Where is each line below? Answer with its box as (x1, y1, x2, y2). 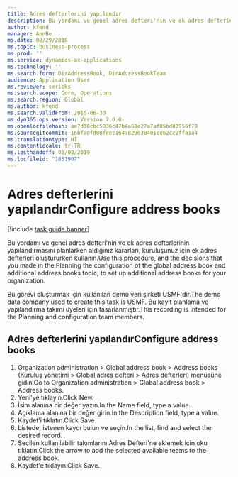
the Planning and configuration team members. (7, 312, 145, 321)
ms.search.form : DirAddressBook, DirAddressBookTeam (7, 70, 166, 77)
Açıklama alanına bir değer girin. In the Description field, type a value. (17, 408, 220, 417)
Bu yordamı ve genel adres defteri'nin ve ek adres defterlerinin (7, 238, 190, 247)
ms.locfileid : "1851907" (7, 155, 81, 163)
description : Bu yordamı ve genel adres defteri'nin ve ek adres (7, 17, 204, 24)
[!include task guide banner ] (7, 224, 90, 233)
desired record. (17, 431, 63, 439)
